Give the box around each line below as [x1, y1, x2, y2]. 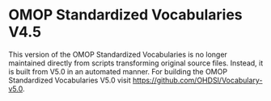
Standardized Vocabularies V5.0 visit [8, 75, 131, 85]
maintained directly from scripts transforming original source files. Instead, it [8, 58, 264, 68]
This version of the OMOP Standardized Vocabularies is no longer [8, 49, 228, 59]
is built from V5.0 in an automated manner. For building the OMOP [8, 66, 228, 76]
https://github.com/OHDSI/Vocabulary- [132, 75, 263, 85]
